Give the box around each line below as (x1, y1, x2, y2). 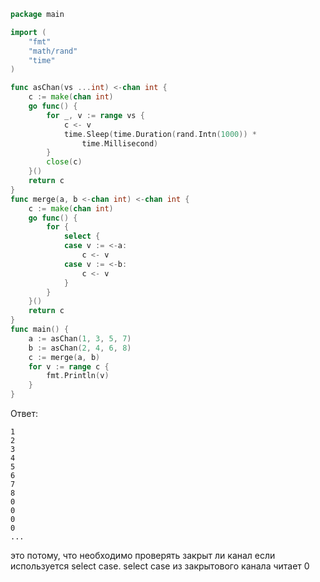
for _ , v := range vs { (46, 110, 145, 120)
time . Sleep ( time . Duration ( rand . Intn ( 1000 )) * (63, 129, 257, 139)
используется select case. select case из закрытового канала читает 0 (10, 560, 310, 572)
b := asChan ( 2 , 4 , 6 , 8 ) (28, 343, 132, 353)
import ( (10, 27, 47, 37)
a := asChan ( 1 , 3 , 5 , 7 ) (28, 333, 132, 344)
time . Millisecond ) (81, 138, 159, 149)
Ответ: (10, 408, 39, 419)
